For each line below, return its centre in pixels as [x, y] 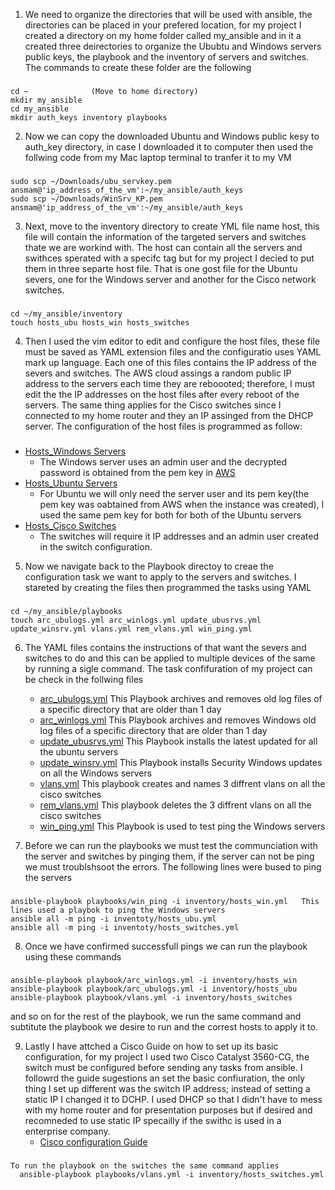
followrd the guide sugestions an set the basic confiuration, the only [165, 1078]
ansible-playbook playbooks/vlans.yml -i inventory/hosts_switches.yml [172, 1175]
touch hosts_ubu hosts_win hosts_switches [100, 322]
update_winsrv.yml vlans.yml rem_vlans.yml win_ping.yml [131, 629]
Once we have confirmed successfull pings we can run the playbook [166, 946]
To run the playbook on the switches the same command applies [145, 1166]
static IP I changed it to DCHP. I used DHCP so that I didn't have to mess [173, 1100]
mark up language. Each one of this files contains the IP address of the [170, 362]
